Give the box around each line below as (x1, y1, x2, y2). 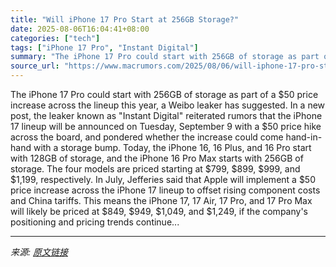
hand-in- (285, 131, 323, 143)
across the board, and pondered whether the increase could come (10, 131, 284, 143)
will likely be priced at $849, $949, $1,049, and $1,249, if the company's (10, 206, 308, 217)
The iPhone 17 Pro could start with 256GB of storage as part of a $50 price (10, 89, 319, 100)
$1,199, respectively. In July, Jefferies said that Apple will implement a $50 (10, 174, 316, 185)
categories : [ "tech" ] (10, 33, 101, 43)
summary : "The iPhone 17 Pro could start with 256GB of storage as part (10, 52, 320, 62)
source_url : (10, 61, 60, 71)
